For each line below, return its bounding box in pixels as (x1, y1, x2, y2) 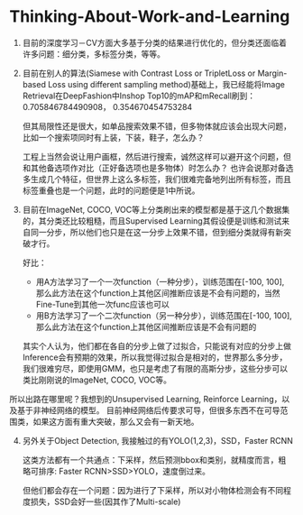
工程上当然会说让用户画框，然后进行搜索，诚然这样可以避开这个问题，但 (22, 151, 291, 161)
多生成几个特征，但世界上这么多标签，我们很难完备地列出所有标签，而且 (22, 173, 291, 184)
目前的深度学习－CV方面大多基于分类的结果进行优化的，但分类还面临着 (22, 37, 287, 48)
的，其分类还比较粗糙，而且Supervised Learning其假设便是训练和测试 (22, 215, 282, 226)
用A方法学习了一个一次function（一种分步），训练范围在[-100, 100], (35, 276, 285, 287)
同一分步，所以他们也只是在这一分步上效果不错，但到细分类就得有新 (30, 226, 284, 237)
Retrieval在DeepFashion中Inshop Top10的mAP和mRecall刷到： (22, 90, 256, 101)
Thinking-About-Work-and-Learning (9, 6, 290, 27)
